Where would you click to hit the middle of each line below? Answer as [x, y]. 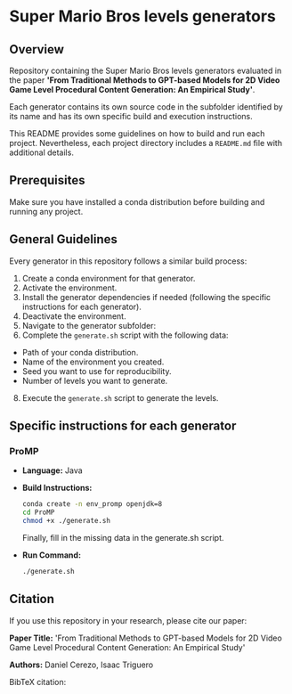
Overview [37, 49]
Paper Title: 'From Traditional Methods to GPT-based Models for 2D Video [146, 638]
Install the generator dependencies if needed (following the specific [146, 297]
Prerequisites [47, 180]
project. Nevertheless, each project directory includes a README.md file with [146, 143]
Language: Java [52, 470]
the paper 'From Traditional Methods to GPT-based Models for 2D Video [145, 80]
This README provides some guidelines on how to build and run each [137, 134]
